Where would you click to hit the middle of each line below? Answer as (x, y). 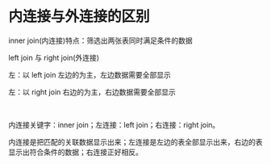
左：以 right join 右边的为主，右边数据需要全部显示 (92, 92)
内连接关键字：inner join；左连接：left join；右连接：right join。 (114, 124)
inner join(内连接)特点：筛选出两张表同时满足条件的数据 (100, 40)
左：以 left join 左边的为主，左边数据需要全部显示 (90, 74)
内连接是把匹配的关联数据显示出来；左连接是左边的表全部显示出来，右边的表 (135, 141)
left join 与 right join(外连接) (54, 57)
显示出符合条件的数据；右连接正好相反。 (75, 152)
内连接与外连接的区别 (79, 17)
